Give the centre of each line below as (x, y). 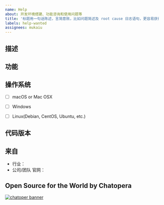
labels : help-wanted (26, 23)
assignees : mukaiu (24, 28)
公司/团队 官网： (29, 170)
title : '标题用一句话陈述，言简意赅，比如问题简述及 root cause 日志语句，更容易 (80, 19)
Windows (21, 106)
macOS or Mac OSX (32, 97)
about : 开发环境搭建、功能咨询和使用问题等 (44, 14)
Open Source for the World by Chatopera (68, 186)
